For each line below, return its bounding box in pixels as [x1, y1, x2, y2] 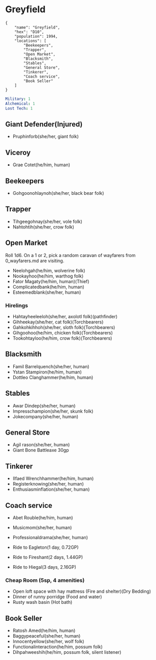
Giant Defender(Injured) [5, 120, 83, 129]
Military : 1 [5, 96, 30, 101]
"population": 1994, [14, 34, 58, 39]
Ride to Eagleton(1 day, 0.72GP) [12, 544, 79, 550]
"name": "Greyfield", [14, 24, 60, 30]
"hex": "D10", [14, 29, 44, 34]
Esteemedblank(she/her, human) [12, 289, 81, 295]
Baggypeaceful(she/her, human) [12, 633, 81, 639]
